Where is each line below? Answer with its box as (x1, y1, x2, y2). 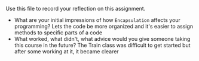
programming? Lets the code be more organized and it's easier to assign (14, 23, 194, 30)
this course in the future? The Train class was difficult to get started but (14, 41, 191, 49)
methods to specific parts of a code (14, 29, 103, 36)
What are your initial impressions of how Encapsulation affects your (14, 17, 180, 23)
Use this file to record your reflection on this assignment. (5, 5, 146, 12)
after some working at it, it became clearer (14, 48, 119, 55)
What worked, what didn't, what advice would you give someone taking (14, 36, 191, 42)
